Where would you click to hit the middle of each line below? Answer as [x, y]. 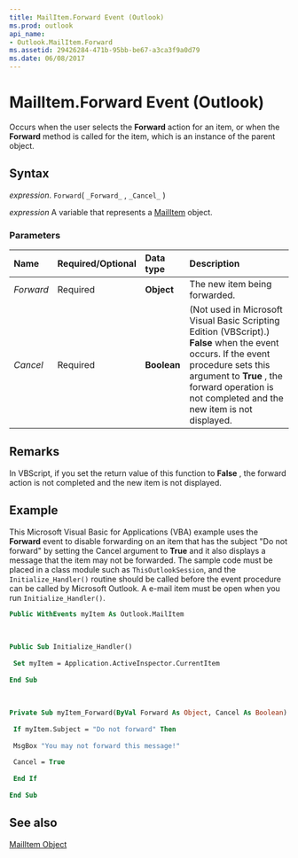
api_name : [27, 34]
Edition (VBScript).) [230, 331]
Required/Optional [97, 264]
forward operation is [231, 387]
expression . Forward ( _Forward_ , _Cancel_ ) [87, 195]
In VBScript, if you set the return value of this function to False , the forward [148, 473]
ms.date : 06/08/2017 [47, 58]
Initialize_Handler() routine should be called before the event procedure [145, 579]
